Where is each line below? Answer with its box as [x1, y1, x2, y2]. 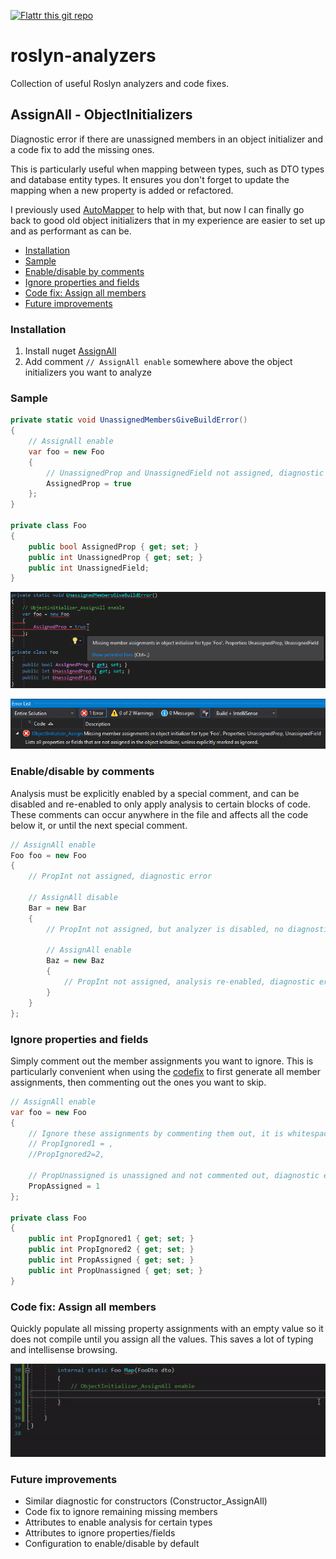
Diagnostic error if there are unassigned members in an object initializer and [10, 133, 323, 145]
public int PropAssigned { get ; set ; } [28, 1255, 195, 1265]
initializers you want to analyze [24, 366, 152, 379]
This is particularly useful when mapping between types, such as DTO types [10, 163, 325, 175]
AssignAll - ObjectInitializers [10, 106, 193, 124]
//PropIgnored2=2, [28, 1150, 105, 1160]
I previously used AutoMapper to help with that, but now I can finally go [10, 203, 305, 215]
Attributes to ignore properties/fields [24, 1527, 176, 1539]
